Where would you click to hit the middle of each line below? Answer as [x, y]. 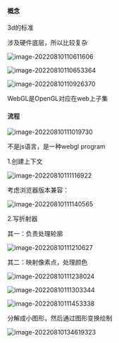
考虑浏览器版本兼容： [38, 190]
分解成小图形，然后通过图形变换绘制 [60, 318]
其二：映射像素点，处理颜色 [48, 262]
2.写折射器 [23, 219]
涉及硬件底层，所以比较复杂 [48, 43]
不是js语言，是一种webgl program [56, 146]
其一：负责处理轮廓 [35, 234]
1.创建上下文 [25, 161]
